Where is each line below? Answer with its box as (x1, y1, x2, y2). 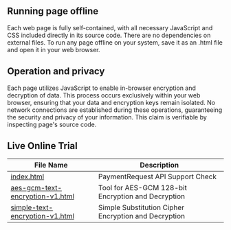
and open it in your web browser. (7, 45, 101, 54)
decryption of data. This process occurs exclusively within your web (7, 91, 201, 99)
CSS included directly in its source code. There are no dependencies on (7, 31, 211, 39)
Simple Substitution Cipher (98, 203, 184, 212)
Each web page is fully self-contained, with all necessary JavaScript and (7, 23, 213, 32)
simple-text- (10, 203, 54, 212)
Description (140, 161, 179, 170)
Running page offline (7, 5, 99, 17)
